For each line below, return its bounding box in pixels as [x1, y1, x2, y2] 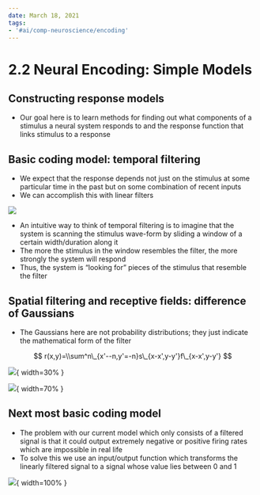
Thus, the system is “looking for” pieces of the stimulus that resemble [19, 263, 247, 272]
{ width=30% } [16, 367, 65, 377]
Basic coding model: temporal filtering [8, 152, 202, 166]
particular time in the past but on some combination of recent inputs [19, 182, 242, 192]
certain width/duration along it [19, 238, 119, 247]
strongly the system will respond [19, 254, 126, 264]
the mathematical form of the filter [19, 336, 132, 345]
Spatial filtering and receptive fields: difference [8, 294, 247, 307]
